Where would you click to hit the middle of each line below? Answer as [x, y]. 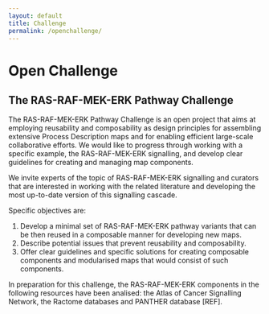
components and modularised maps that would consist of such [124, 260]
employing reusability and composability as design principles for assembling [135, 128]
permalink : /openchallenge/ [55, 31]
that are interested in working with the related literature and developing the [132, 187]
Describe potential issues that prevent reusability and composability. [133, 243]
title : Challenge [37, 23]
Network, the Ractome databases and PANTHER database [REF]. [116, 302]
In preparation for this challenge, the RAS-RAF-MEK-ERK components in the [134, 285]
